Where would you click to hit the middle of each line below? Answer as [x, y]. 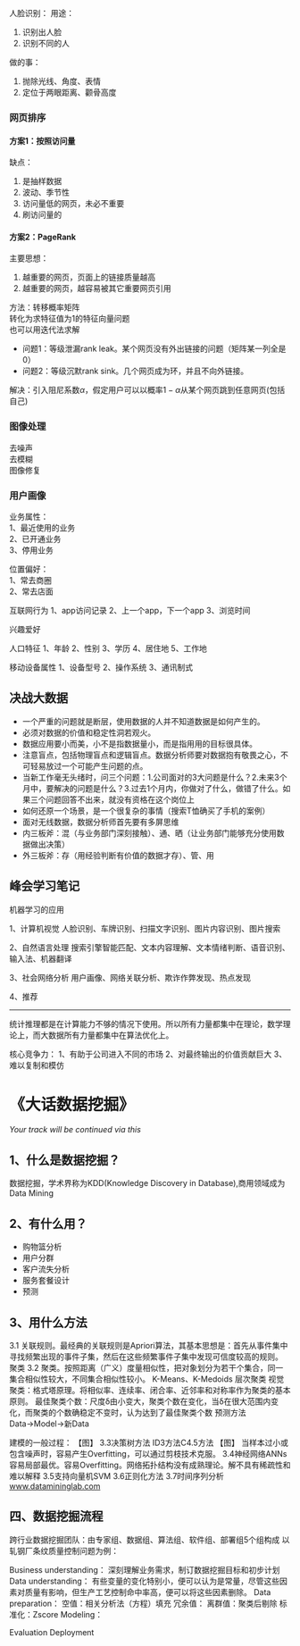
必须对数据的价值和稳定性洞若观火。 [89, 732]
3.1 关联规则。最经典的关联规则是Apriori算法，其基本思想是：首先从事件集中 [149, 1345]
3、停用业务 [31, 550]
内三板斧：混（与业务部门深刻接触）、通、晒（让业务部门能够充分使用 [149, 832]
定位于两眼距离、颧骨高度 [69, 92]
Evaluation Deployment [52, 1632]
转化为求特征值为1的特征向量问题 [70, 319]
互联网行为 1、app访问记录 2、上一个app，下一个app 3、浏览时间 [130, 610]
